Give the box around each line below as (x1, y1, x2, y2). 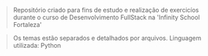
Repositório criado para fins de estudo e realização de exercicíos (12, 6, 199, 14)
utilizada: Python (12, 41, 62, 49)
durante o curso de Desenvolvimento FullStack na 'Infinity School (12, 13, 200, 21)
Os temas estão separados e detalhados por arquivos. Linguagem (12, 34, 202, 42)
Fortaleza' (12, 21, 42, 28)
